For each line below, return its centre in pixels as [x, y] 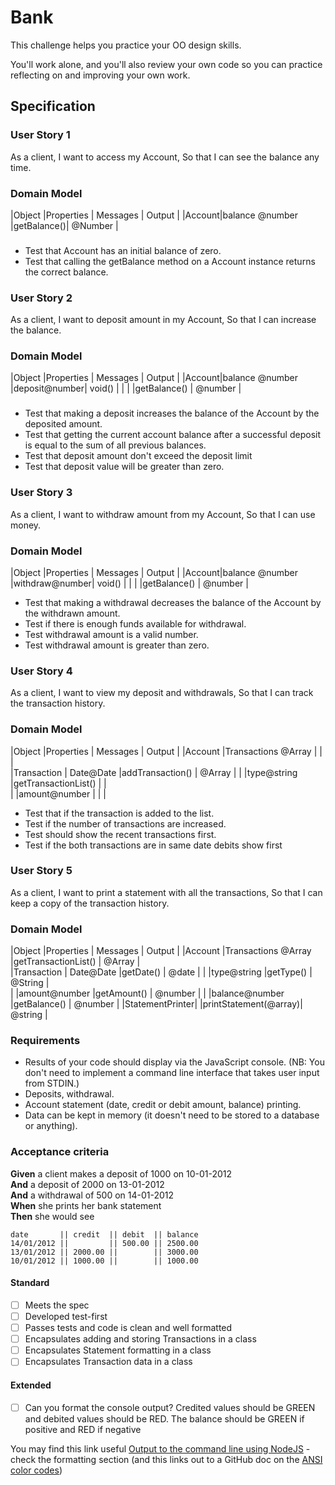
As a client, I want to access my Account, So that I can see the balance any [165, 157]
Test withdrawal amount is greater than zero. [117, 645]
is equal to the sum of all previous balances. [115, 445]
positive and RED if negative [83, 1429]
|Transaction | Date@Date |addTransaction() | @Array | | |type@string [154, 772]
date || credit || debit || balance [104, 1234]
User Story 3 [41, 493]
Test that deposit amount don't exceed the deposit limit [138, 456]
